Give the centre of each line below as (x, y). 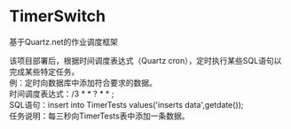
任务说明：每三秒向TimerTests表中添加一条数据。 (99, 116)
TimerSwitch (58, 16)
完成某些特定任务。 (44, 72)
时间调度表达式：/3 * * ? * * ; (62, 94)
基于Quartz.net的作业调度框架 (63, 42)
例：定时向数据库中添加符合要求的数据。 (83, 82)
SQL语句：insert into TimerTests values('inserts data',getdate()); (126, 104)
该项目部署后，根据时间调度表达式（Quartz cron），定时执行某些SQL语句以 (145, 60)
